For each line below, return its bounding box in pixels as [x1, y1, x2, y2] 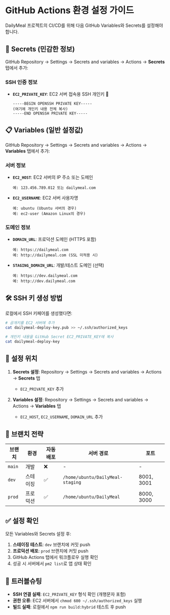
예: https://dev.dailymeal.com [12, 273, 78, 278]
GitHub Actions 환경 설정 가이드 [5, 5, 134, 16]
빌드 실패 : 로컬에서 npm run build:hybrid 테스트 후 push [12, 604, 126, 610]
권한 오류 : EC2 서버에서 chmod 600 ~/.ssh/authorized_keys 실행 [12, 598, 142, 604]
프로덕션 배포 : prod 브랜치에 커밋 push [12, 548, 89, 554]
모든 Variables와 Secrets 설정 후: [5, 531, 72, 537]
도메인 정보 [5, 224, 31, 231]
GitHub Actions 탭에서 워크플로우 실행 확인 [12, 554, 99, 560]
